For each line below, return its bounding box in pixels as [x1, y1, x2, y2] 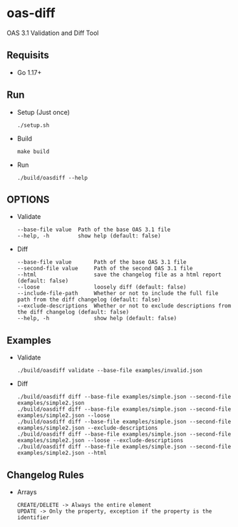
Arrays [16, 488, 37, 496]
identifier [16, 514, 50, 521]
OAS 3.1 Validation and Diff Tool [6, 29, 99, 37]
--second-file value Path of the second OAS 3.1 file [16, 265, 193, 272]
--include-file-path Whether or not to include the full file [16, 290, 219, 297]
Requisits [6, 49, 49, 61]
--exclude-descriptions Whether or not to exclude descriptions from [16, 302, 232, 309]
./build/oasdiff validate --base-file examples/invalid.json [16, 367, 203, 374]
